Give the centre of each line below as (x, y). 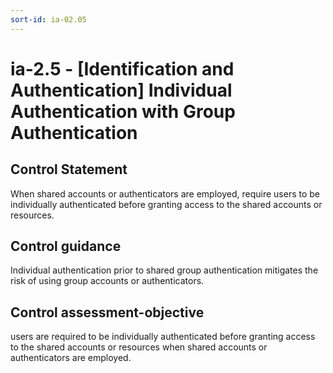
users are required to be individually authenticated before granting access (163, 337)
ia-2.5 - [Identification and (122, 68)
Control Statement (69, 169)
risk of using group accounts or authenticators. (107, 281)
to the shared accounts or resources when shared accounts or (139, 347)
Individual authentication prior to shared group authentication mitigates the (164, 270)
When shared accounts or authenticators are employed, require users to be (165, 193)
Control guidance (66, 246)
